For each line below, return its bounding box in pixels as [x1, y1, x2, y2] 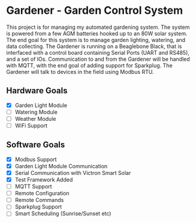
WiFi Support [14, 121, 48, 129]
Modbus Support [14, 156, 57, 163]
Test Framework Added [14, 176, 73, 183]
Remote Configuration [14, 190, 70, 197]
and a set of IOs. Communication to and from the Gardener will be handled [6, 55, 190, 63]
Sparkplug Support [14, 203, 62, 210]
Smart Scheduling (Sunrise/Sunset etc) [14, 210, 111, 217]
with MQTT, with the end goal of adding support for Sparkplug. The [6, 61, 173, 69]
